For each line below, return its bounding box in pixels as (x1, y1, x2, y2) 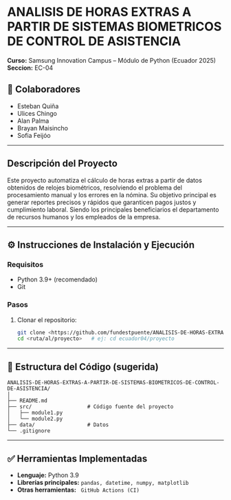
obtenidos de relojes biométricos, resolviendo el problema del (7, 183, 182, 192)
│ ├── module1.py (7, 410, 63, 417)
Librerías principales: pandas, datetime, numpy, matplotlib (16, 478, 189, 486)
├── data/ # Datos (7, 421, 109, 428)
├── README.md (7, 397, 48, 404)
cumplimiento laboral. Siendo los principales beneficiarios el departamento (7, 205, 219, 214)
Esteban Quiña (16, 101, 59, 110)
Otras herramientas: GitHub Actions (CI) (16, 486, 140, 494)
